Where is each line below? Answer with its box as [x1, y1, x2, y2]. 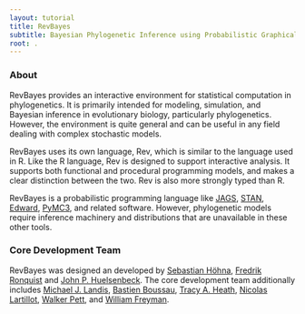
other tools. [9, 221, 53, 232]
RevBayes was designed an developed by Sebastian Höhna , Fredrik [9, 265, 262, 276]
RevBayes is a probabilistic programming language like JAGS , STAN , [9, 192, 265, 203]
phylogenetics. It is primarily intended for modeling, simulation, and [9, 99, 261, 110]
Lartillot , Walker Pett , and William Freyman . [9, 293, 170, 305]
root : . [9, 38, 39, 48]
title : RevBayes [9, 22, 71, 31]
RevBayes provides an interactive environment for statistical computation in [9, 89, 292, 100]
